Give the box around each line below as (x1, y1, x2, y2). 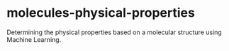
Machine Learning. (6, 35, 62, 43)
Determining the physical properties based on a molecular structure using (6, 28, 223, 36)
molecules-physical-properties (6, 5, 196, 21)
